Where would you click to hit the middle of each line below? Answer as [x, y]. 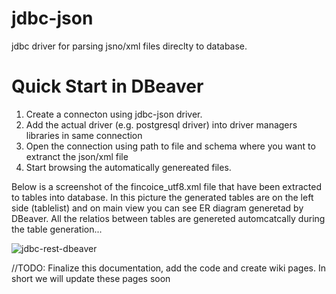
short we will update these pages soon [91, 278]
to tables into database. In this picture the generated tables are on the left [162, 197]
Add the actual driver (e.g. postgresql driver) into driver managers [161, 124]
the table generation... [57, 229]
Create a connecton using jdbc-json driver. [114, 114]
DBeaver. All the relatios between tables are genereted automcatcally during [168, 218]
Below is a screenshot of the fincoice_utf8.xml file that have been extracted [167, 186]
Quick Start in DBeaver [107, 86]
